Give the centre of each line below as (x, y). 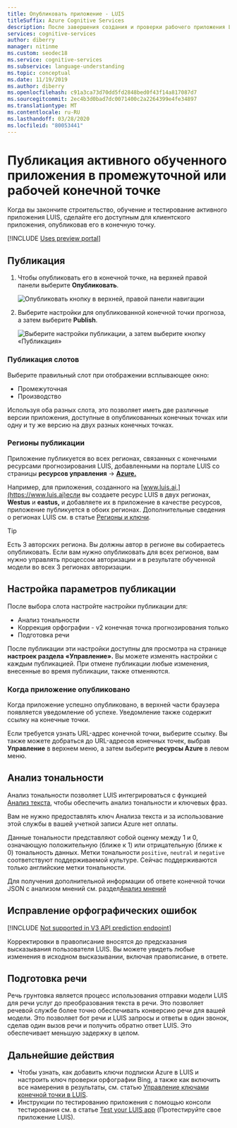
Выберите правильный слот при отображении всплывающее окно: (108, 375)
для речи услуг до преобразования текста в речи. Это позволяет (105, 1003)
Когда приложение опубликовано (69, 689)
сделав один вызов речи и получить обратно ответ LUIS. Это (99, 1026)
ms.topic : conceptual (39, 73)
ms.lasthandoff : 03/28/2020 (49, 119)
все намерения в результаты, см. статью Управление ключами (113, 1087)
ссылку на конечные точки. (49, 719)
